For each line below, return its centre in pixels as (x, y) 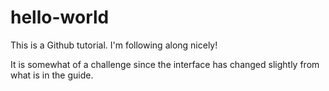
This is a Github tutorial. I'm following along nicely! (114, 45)
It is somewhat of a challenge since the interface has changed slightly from (165, 64)
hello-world (60, 17)
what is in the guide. (52, 75)
